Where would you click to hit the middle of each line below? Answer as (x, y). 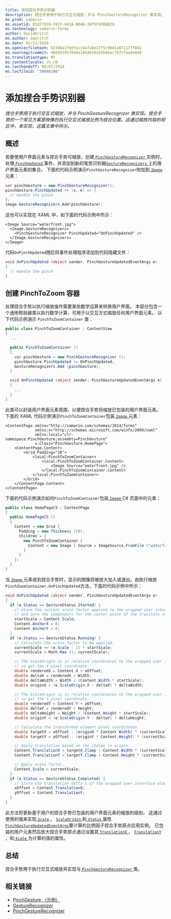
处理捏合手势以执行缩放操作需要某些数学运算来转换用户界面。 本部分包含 (81, 306)
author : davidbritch (27, 34)
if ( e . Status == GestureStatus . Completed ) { (58, 779)
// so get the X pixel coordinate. (52, 666)
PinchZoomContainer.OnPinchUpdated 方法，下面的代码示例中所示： (74, 586)
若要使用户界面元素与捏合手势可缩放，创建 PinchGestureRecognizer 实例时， (85, 157)
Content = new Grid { (37, 527)
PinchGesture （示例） (36, 900)
